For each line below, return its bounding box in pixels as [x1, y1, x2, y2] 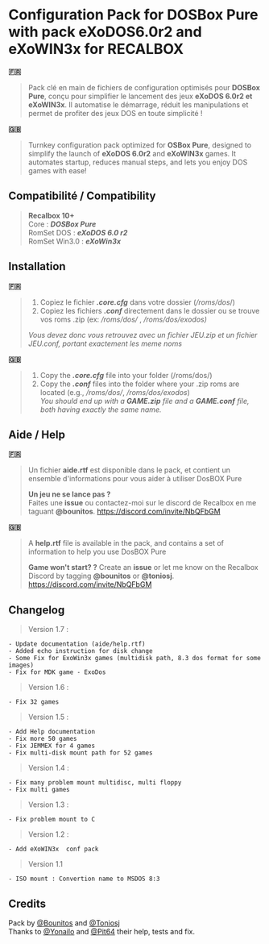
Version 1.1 [27, 859, 63, 869]
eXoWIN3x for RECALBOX [8, 40, 184, 58]
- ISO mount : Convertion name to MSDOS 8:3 [8, 875, 160, 884]
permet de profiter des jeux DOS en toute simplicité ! [27, 108, 203, 118]
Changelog [8, 603, 65, 617]
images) [8, 661, 35, 670]
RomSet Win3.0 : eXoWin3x [27, 236, 122, 246]
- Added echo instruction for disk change [8, 647, 153, 655]
